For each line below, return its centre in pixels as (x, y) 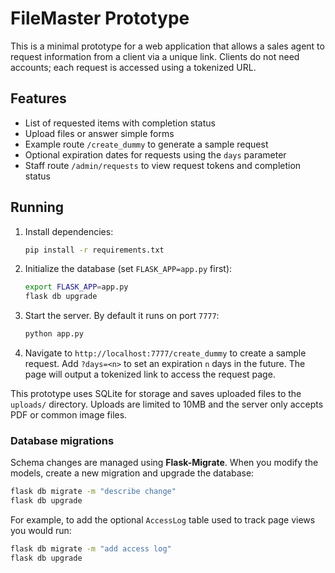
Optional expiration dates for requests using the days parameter (155, 154)
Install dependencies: (69, 231)
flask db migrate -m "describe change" (93, 492)
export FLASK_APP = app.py (76, 287)
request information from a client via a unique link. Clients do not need (155, 56)
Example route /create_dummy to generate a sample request (146, 144)
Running (37, 207)
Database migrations (62, 440)
